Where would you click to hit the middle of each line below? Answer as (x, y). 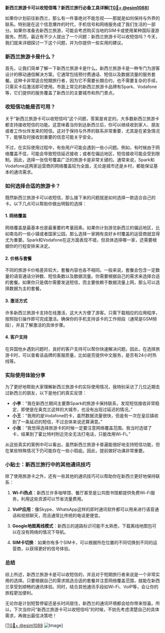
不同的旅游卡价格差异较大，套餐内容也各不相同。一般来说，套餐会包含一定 (80, 270)
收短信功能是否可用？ (30, 107)
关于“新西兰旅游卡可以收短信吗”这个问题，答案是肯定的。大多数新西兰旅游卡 (82, 118)
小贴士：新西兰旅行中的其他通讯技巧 (48, 464)
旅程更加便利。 (20, 593)
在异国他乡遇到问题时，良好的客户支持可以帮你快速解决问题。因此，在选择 (80, 349)
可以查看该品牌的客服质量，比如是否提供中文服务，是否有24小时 (87, 355)
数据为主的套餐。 (27, 288)
